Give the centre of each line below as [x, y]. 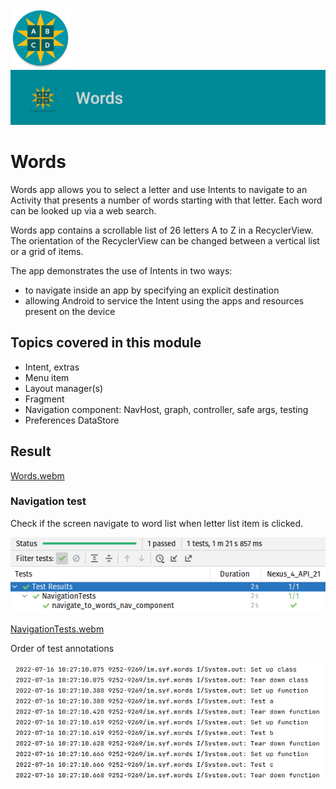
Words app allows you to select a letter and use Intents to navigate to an [159, 189]
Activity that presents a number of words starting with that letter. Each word [166, 200]
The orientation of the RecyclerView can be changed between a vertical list [165, 240]
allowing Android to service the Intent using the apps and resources [164, 300]
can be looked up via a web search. [83, 210]
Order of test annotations [62, 648]
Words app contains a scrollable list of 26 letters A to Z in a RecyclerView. [162, 230]
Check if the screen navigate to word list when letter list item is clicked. [157, 523]
